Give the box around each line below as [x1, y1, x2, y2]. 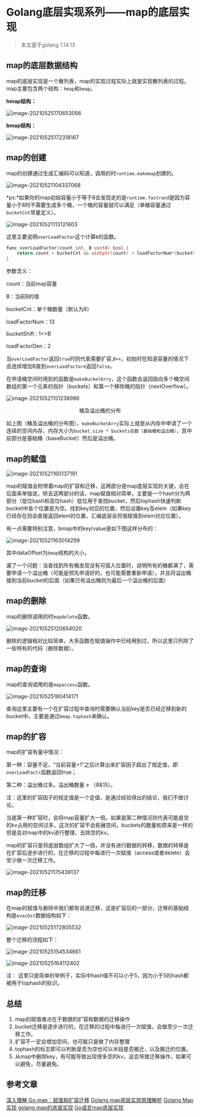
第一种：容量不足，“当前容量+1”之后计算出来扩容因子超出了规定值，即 [6, 761, 179, 768]
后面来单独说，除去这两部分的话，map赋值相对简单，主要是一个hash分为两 [6, 490, 190, 497]
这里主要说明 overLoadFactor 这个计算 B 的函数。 [6, 233, 120, 240]
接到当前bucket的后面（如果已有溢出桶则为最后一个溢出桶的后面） [6, 577, 169, 584]
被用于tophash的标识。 [6, 980, 63, 987]
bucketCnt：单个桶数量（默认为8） [6, 306, 92, 313]
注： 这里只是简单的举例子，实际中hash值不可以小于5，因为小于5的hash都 [6, 972, 189, 979]
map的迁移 [6, 887, 46, 897]
